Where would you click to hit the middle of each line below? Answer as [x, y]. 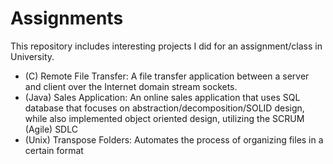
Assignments [67, 18]
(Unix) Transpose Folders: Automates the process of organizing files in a [174, 139]
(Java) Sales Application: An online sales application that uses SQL [162, 97]
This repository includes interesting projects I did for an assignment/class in [166, 46]
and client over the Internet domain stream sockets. [131, 86]
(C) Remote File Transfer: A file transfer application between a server [167, 76]
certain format [54, 150]
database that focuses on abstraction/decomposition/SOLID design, [164, 108]
